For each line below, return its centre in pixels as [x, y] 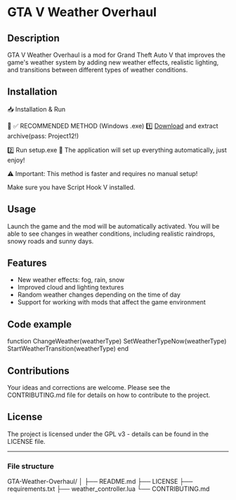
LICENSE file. [26, 441]
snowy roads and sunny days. [51, 241]
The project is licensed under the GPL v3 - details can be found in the [108, 434]
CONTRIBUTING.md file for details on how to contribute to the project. [109, 395]
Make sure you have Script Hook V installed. [71, 187]
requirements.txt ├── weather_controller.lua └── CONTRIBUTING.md [109, 489]
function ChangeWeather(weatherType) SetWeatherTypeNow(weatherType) [117, 342]
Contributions [38, 371]
